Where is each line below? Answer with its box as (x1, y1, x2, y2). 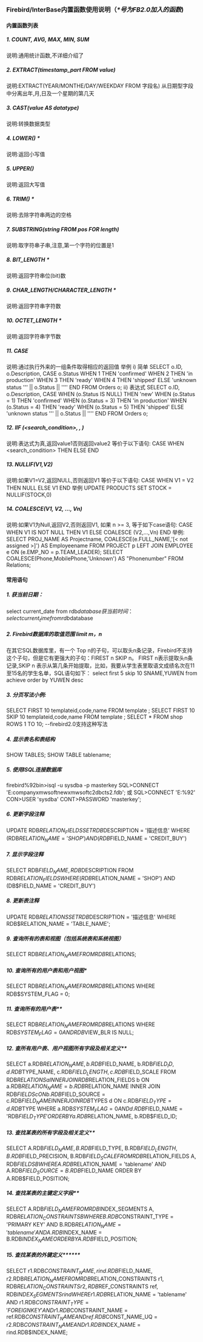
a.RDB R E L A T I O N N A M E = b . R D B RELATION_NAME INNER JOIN (6, 1083, 161, 1091)
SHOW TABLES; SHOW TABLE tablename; (6, 751, 111, 759)
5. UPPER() (6, 165, 35, 172)
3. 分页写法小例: (6, 691, 47, 698)
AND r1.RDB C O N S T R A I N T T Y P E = (6, 1298, 89, 1307)
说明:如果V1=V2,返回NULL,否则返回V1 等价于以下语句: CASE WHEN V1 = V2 (6, 477, 194, 484)
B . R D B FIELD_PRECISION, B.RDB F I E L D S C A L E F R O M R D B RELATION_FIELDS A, (6, 1152, 196, 1161)
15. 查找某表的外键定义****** (6, 1251, 81, 1259)
